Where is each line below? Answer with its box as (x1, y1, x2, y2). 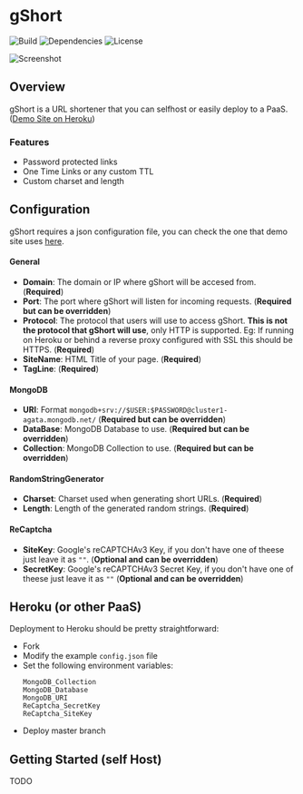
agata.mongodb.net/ (22, 416, 97, 425)
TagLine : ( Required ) (22, 364, 100, 375)
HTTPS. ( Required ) (22, 344, 95, 355)
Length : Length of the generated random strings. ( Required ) (22, 503, 249, 514)
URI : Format (22, 405, 68, 416)
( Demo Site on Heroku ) (9, 113, 95, 123)
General (9, 256, 41, 268)
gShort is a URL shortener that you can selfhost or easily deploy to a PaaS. (9, 103, 288, 114)
